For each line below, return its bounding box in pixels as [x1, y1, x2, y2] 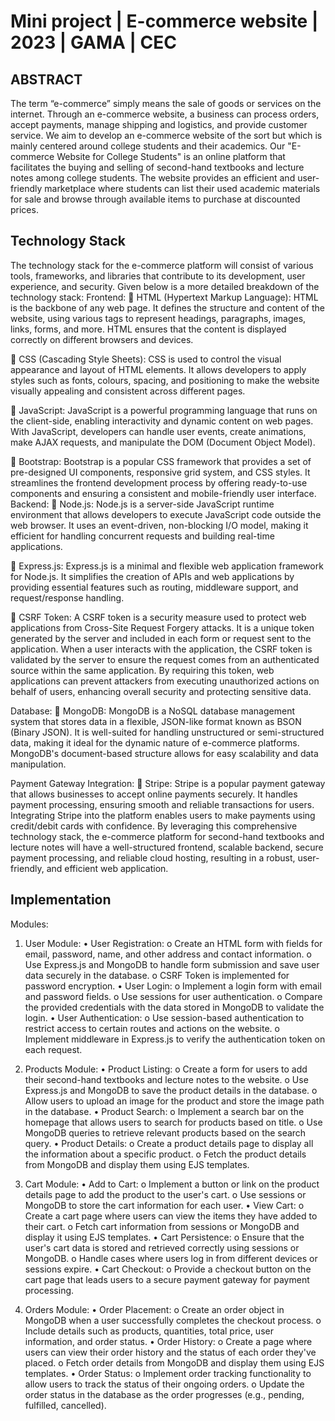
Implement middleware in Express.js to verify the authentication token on [24, 1033, 326, 1045]
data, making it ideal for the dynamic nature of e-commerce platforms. [10, 736, 300, 749]
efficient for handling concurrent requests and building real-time [10, 530, 275, 542]
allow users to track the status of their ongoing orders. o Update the [24, 1378, 305, 1390]
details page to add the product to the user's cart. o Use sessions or [24, 1188, 307, 1200]
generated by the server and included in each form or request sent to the [10, 632, 312, 644]
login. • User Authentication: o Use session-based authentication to [24, 1011, 305, 1024]
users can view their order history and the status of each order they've [24, 1346, 317, 1358]
